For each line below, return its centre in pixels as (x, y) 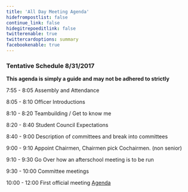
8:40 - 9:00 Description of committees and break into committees (87, 137)
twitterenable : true (32, 34)
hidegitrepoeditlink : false (41, 28)
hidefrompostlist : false (37, 17)
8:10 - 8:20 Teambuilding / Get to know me (59, 113)
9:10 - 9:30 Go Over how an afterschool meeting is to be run (80, 160)
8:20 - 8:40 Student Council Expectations (57, 125)
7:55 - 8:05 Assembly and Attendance (53, 91)
